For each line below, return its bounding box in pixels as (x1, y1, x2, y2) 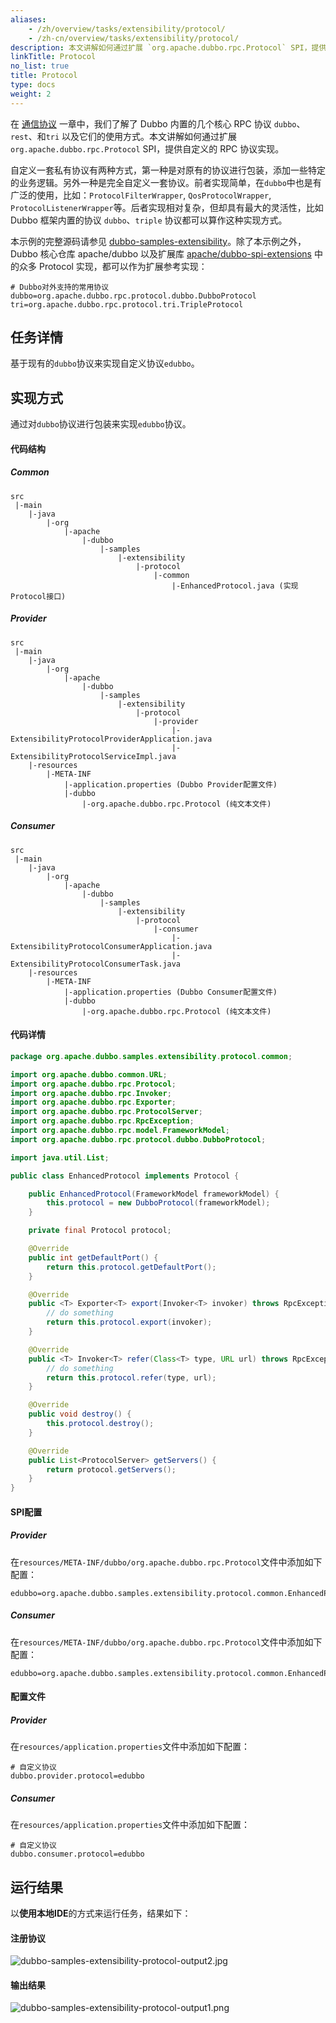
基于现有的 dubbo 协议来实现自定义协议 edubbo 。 (10, 357, 200, 370)
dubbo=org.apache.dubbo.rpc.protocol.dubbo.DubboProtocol (10, 291, 257, 301)
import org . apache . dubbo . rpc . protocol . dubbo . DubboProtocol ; (10, 1134, 267, 1145)
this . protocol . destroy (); (46, 1419, 155, 1429)
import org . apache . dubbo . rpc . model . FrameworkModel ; (10, 1126, 230, 1136)
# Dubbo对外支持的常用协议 (10, 282, 110, 292)
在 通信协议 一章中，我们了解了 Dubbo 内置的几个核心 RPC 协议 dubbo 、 (10, 117, 306, 130)
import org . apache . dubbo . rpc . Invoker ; (10, 1088, 172, 1098)
